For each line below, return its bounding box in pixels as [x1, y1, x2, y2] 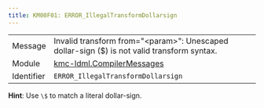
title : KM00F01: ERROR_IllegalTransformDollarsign [8, 11, 178, 20]
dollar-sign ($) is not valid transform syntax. [53, 45, 218, 56]
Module [12, 58, 41, 69]
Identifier [12, 70, 46, 81]
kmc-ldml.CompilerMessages [53, 58, 164, 69]
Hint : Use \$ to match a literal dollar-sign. [8, 91, 142, 100]
